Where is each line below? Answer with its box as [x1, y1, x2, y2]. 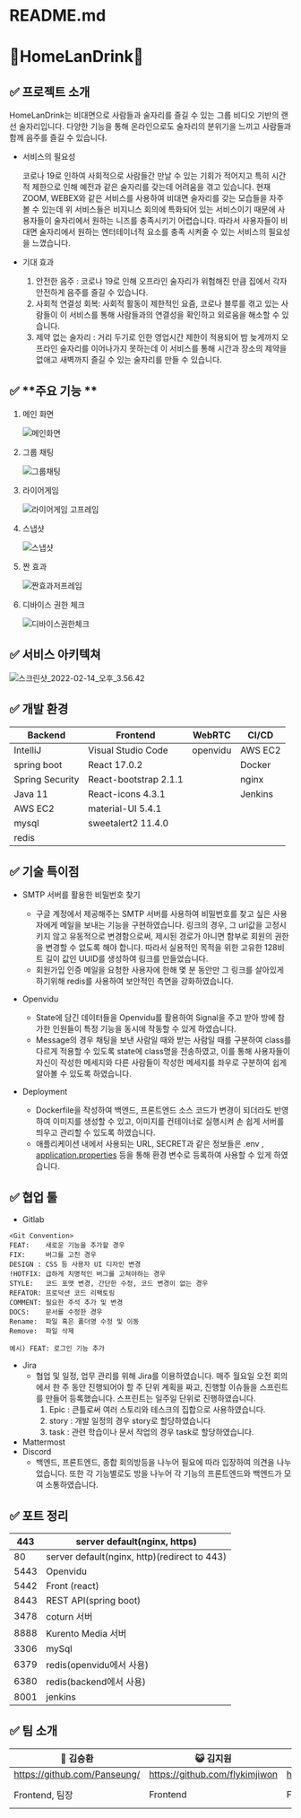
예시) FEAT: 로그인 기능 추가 [9, 1344, 106, 1353]
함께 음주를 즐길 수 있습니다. [9, 132, 107, 144]
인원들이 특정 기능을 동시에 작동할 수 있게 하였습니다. [52, 1024, 237, 1035]
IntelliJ [13, 744, 42, 756]
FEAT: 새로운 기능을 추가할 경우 [9, 1241, 125, 1250]
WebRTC [192, 729, 231, 741]
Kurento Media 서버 [46, 1628, 127, 1640]
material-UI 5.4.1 [88, 802, 162, 815]
